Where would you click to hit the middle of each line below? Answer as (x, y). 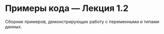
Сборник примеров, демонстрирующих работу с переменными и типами (82, 22)
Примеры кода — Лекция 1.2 (67, 8)
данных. (13, 26)
